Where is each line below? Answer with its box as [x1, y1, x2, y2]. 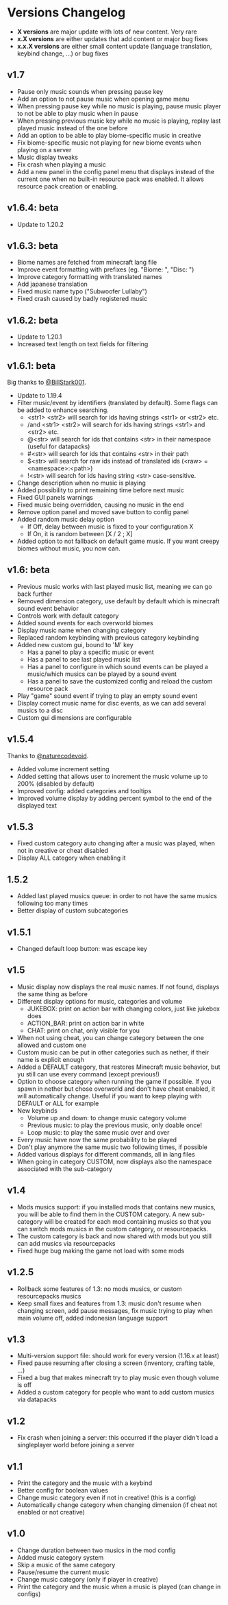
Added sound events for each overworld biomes [16, 618, 153, 627]
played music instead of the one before [16, 123, 128, 132]
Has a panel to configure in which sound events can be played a [27, 662, 209, 671]
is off [16, 1381, 32, 1389]
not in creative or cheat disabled [16, 847, 108, 855]
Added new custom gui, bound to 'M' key [16, 640, 134, 649]
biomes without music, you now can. [16, 544, 121, 553]
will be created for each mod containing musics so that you [44, 1217, 212, 1225]
